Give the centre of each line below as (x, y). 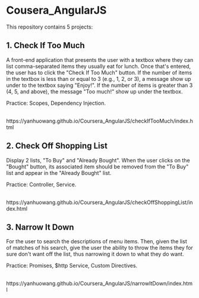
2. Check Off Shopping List (57, 146)
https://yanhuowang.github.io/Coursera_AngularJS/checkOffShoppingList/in (99, 202)
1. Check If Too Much (45, 46)
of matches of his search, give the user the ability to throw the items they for (99, 248)
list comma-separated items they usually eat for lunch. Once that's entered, (99, 66)
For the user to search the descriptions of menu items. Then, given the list (97, 241)
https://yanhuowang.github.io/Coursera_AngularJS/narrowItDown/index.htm (99, 284)
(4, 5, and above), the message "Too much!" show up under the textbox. (94, 91)
